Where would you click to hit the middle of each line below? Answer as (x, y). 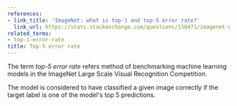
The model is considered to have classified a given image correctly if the (113, 87)
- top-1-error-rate (36, 40)
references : (25, 14)
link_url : (28, 27)
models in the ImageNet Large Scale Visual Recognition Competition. (107, 74)
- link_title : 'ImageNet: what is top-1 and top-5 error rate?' (104, 20)
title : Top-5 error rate (44, 46)
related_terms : (30, 33)
